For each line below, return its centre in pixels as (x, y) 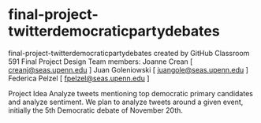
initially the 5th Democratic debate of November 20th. (96, 110)
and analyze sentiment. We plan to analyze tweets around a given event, (126, 102)
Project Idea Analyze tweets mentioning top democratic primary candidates (131, 93)
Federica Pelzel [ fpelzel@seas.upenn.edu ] (79, 78)
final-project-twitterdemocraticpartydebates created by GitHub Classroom (129, 53)
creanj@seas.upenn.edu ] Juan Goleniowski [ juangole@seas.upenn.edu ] (128, 69)
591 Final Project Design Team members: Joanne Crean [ (101, 61)
